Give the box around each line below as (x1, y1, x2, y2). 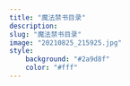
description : (9, 21, 58, 30)
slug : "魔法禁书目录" (9, 30, 82, 39)
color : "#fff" (25, 64, 78, 73)
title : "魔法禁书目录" (9, 13, 86, 22)
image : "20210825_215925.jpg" (9, 38, 123, 47)
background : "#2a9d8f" (25, 55, 110, 64)
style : (9, 47, 34, 56)
